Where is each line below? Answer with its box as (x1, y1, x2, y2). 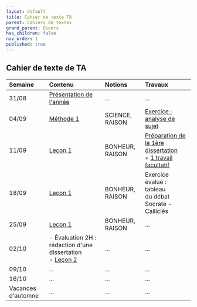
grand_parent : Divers (6, 25, 59, 31)
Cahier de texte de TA (6, 63, 87, 73)
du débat (144, 192, 170, 200)
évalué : (144, 177, 167, 185)
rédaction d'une (49, 241, 93, 249)
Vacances (9, 284, 36, 292)
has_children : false (6, 31, 57, 36)
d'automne (9, 291, 39, 299)
